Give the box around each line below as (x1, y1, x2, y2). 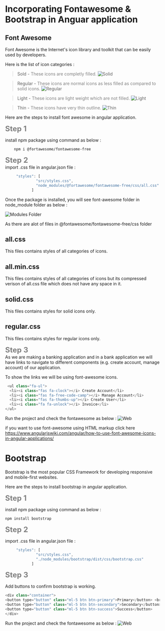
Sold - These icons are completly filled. (17, 71, 97, 77)
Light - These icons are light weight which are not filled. (17, 95, 130, 101)
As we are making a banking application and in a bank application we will (5, 354, 153, 360)
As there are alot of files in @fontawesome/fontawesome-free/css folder (5, 221, 152, 227)
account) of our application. (5, 364, 61, 370)
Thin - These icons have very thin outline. (17, 105, 102, 110)
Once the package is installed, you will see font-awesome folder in (5, 196, 140, 203)
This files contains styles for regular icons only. (5, 335, 101, 341)
